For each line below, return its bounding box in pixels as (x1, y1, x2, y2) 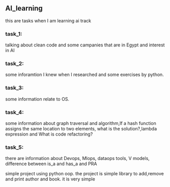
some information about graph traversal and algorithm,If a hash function (5, 120, 157, 126)
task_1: (5, 30, 22, 37)
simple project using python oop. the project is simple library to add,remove (5, 171, 164, 177)
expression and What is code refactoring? (5, 131, 93, 137)
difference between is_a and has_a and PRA (5, 161, 97, 167)
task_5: (5, 144, 24, 151)
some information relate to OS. (5, 96, 70, 102)
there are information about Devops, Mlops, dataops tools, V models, (5, 155, 150, 162)
